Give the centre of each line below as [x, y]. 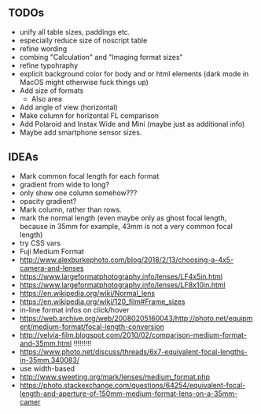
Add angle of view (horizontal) [68, 107]
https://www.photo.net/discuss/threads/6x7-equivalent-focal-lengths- [133, 351]
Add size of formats [51, 91]
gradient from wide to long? [64, 184]
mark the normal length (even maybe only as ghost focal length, [123, 218]
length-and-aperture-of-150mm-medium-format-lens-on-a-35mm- [129, 394]
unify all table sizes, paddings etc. [75, 31]
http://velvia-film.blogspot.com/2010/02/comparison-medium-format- [133, 335]
